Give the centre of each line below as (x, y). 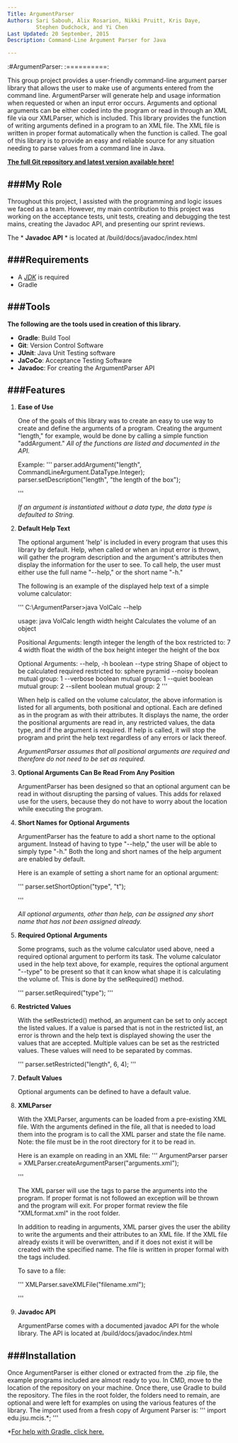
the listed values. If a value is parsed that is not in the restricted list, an (120, 1028)
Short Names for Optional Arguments (73, 823)
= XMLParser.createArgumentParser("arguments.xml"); (98, 1163)
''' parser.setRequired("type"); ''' (65, 993)
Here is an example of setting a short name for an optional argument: (118, 873)
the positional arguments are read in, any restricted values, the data (116, 723)
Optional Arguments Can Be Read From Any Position (96, 773)
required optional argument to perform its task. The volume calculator (119, 957)
